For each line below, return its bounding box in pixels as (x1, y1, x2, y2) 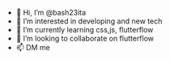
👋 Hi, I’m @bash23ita (15, 8, 87, 17)
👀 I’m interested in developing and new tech (15, 16, 163, 26)
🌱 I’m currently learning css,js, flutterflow (15, 25, 154, 34)
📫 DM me (15, 43, 50, 52)
